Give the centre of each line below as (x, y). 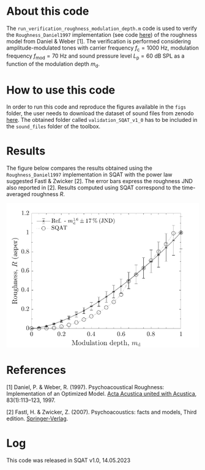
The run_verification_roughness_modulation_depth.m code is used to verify (102, 28)
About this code (48, 11)
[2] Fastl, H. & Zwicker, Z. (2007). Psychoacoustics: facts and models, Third (102, 412)
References (36, 370)
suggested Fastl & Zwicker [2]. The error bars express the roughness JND (99, 181)
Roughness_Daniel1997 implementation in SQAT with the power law (89, 175)
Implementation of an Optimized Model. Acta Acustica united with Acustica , (102, 393)
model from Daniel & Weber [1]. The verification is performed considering (99, 41)
